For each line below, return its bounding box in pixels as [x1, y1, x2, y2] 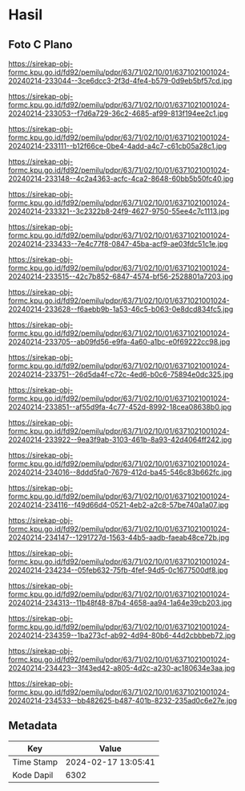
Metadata [8, 719, 58, 732]
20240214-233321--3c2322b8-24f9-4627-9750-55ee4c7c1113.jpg [8, 206, 230, 216]
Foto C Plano [8, 38, 73, 51]
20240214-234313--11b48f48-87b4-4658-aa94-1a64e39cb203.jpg [8, 598, 232, 607]
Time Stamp [12, 756, 58, 768]
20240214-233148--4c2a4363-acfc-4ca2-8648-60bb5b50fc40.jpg [8, 174, 234, 183]
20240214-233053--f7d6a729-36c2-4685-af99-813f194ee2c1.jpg [8, 108, 228, 118]
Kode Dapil [12, 769, 54, 781]
